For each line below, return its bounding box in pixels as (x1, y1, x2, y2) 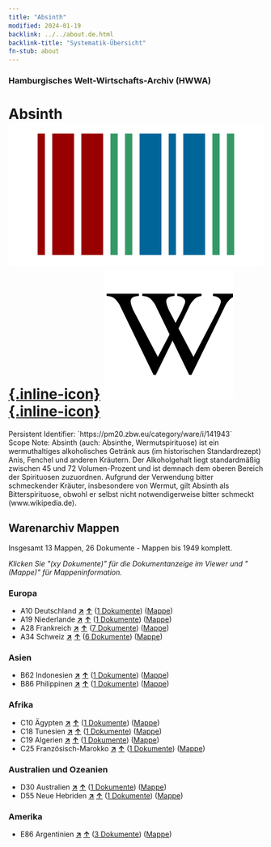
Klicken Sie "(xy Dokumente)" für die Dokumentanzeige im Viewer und (8, 558, 243, 568)
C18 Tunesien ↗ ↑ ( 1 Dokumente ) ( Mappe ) (19, 726, 163, 736)
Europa (8, 588, 38, 599)
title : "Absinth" (8, 13, 67, 21)
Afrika (8, 699, 34, 711)
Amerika (8, 811, 43, 822)
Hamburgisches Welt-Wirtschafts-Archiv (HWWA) (8, 75, 212, 87)
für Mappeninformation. (42, 567, 123, 577)
